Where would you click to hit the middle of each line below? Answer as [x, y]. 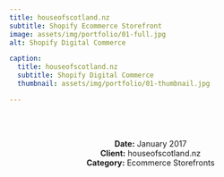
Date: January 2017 [151, 143]
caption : [26, 59]
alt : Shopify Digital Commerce [68, 42]
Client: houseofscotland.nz [151, 153]
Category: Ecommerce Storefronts [151, 163]
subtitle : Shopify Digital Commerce [86, 76]
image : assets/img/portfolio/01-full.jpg [88, 34]
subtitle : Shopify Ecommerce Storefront [86, 26]
